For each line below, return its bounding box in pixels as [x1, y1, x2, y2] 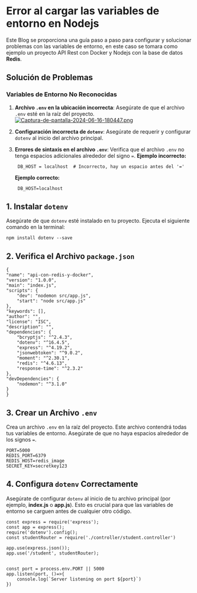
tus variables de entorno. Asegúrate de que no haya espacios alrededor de [6, 430, 189, 437]
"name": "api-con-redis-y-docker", [6, 272, 94, 278]
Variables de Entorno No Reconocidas [6, 90, 117, 99]
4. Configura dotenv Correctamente [6, 479, 138, 489]
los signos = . [6, 436, 37, 443]
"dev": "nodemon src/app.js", [17, 293, 92, 299]
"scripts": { [6, 288, 38, 294]
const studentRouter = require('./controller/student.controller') [6, 534, 176, 541]
